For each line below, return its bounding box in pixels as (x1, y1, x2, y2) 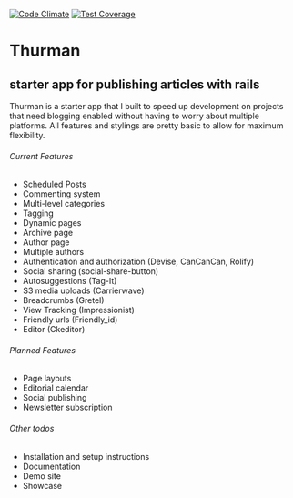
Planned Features (9, 344, 76, 355)
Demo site (22, 470, 62, 482)
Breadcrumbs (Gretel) (22, 295, 105, 306)
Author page (22, 237, 70, 248)
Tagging (22, 208, 55, 219)
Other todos (9, 423, 55, 433)
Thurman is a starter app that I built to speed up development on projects (9, 101, 284, 111)
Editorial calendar (22, 382, 89, 393)
